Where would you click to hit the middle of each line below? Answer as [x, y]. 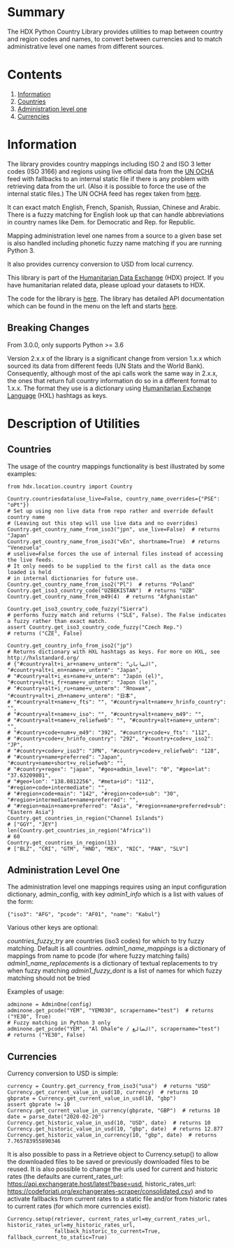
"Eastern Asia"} [31, 812]
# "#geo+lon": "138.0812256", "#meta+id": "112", [81, 781]
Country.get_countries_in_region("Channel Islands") [86, 818]
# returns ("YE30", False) [46, 1035]
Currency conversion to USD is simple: [63, 1073]
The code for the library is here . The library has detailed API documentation [116, 299]
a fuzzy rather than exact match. [58, 621]
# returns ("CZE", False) [45, 633]
